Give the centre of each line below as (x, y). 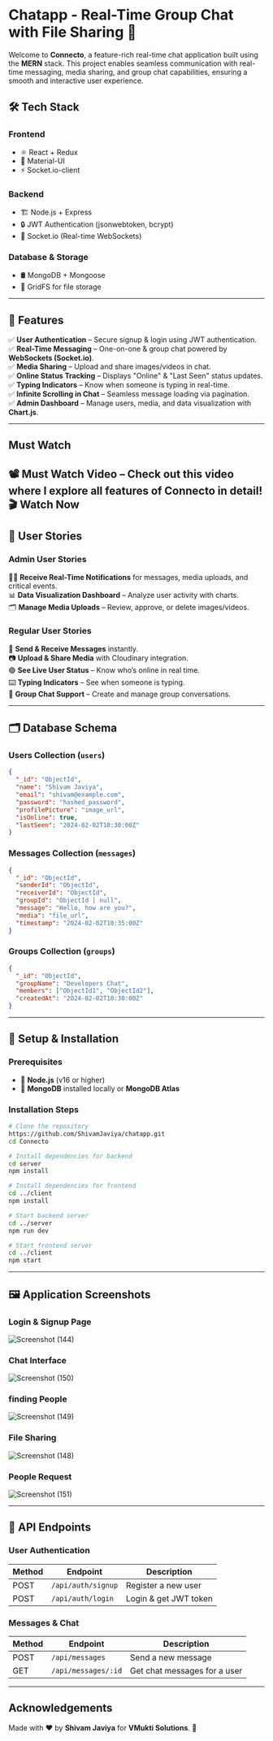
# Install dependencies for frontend (72, 1186)
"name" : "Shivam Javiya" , (60, 787)
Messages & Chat (44, 1622)
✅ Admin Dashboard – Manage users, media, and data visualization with (130, 403)
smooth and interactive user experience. (76, 80)
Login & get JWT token (169, 1598)
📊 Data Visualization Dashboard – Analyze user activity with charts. (124, 595)
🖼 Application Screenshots (80, 1295)
